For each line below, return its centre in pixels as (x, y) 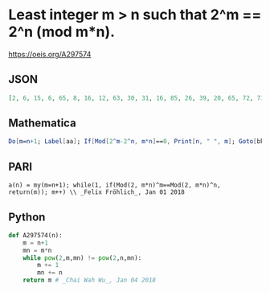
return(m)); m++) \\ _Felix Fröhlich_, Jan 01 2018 (96, 192)
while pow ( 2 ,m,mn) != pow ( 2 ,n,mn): (82, 258)
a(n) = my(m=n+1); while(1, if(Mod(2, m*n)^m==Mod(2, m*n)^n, (115, 185)
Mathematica (42, 123)
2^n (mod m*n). (61, 32)
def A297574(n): (35, 235)
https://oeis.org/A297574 (50, 54)
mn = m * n (37, 250)
